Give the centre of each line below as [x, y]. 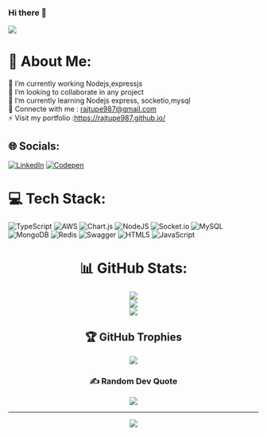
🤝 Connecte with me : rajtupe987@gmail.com [83, 109]
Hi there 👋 [28, 13]
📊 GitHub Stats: [133, 269]
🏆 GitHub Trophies [133, 337]
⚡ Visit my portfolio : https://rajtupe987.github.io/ [87, 118]
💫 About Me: [50, 62]
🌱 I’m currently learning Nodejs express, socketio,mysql [99, 101]
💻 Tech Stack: [57, 199]
